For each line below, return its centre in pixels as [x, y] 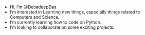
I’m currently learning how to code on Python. [55, 22]
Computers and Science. [35, 17]
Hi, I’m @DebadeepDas [33, 7]
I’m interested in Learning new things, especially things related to [75, 12]
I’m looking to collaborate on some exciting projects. [62, 27]
